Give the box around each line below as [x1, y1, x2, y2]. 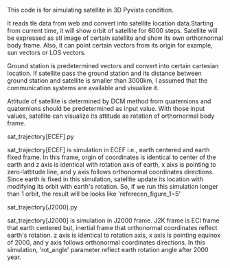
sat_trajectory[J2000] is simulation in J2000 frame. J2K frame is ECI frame [7, 216, 220, 225]
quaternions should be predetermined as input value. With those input [7, 105, 205, 112]
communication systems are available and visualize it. [7, 84, 159, 92]
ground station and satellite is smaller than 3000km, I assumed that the [7, 76, 208, 85]
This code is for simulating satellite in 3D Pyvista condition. [7, 6, 174, 14]
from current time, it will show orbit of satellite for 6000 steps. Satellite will [7, 27, 218, 34]
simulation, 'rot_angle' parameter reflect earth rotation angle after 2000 [7, 246, 209, 254]
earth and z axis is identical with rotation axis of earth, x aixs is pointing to [7, 161, 216, 168]
